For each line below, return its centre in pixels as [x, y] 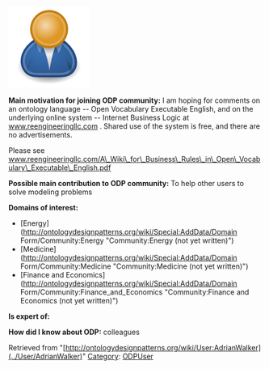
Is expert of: [29, 316]
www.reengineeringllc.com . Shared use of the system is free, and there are [134, 126]
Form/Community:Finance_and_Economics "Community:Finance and [134, 292]
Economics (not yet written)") [69, 301]
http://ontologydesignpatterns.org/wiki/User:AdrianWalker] [163, 348]
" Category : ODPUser [118, 356]
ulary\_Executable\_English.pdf [60, 168]
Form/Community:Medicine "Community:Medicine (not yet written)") [134, 266]
